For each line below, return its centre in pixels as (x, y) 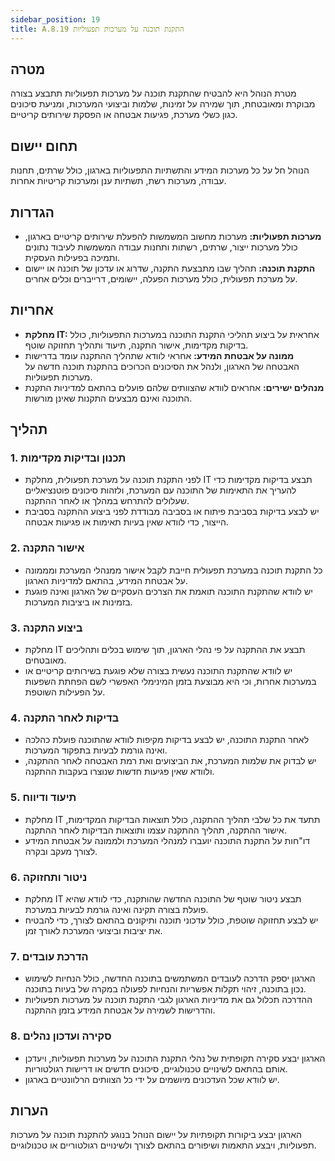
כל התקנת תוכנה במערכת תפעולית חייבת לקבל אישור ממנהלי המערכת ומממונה (173, 570)
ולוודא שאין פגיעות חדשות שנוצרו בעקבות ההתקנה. (119, 772)
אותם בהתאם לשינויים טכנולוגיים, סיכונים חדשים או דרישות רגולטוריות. (156, 1068)
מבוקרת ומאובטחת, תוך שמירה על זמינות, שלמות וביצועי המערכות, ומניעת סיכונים (163, 104)
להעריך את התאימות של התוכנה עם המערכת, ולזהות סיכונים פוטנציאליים (160, 490)
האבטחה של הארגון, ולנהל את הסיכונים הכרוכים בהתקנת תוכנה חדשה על (162, 366)
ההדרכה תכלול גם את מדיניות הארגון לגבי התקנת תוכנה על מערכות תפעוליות (168, 1000)
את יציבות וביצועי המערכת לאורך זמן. (93, 930)
